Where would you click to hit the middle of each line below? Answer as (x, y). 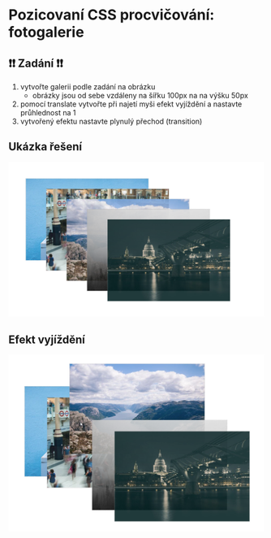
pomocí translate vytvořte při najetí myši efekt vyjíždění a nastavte (131, 104)
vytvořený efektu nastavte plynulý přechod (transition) (111, 121)
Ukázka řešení (45, 147)
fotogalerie (46, 32)
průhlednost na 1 (48, 113)
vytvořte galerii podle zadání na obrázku (88, 87)
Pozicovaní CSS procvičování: (112, 15)
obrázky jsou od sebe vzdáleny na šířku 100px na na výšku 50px (140, 95)
